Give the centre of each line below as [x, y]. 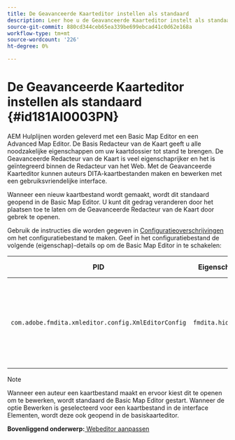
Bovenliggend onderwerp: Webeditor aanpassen [78, 429]
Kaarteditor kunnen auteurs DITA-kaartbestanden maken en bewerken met [115, 173]
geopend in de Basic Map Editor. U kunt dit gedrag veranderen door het [110, 202]
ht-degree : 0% [28, 46]
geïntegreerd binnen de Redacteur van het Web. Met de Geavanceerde [109, 166]
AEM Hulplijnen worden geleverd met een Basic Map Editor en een [103, 136]
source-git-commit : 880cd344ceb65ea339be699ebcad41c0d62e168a [100, 27]
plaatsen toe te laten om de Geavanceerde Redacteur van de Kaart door [111, 209]
